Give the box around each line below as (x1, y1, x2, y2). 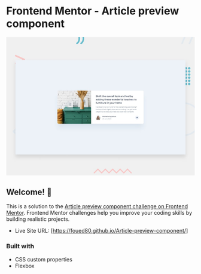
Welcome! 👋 (6, 187, 52, 197)
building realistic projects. (6, 215, 70, 223)
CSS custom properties (14, 255, 73, 263)
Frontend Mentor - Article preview (6, 4, 179, 18)
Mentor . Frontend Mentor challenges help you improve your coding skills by (6, 209, 193, 217)
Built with (6, 242, 35, 251)
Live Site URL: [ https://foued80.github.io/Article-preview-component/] (14, 227, 188, 235)
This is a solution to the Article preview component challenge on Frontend (6, 203, 188, 210)
